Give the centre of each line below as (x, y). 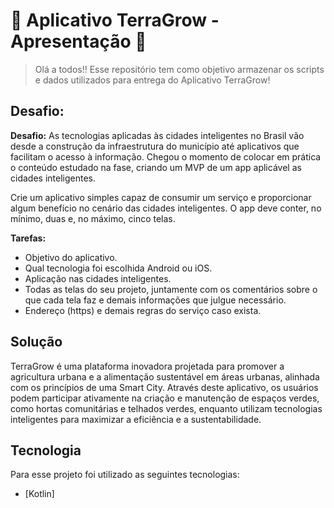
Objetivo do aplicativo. (71, 257)
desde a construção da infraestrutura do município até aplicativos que (155, 146)
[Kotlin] (39, 494)
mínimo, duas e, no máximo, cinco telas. (93, 218)
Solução (36, 342)
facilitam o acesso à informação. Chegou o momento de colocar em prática (166, 156)
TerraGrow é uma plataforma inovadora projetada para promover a (147, 366)
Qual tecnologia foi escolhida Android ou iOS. (118, 268)
